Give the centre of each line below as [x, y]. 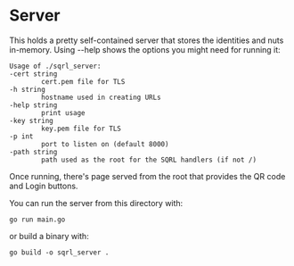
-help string [33, 105]
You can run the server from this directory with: [96, 203]
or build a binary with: [49, 236]
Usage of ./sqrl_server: [55, 66]
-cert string [33, 74]
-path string [33, 152]
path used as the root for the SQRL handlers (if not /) [149, 160]
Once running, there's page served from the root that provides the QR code [147, 176]
